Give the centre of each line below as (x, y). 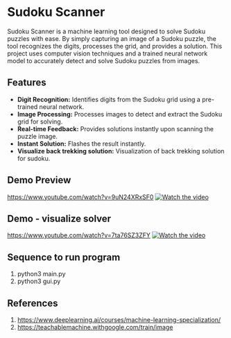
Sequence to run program (64, 257)
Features (27, 83)
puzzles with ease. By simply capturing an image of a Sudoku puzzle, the (112, 38)
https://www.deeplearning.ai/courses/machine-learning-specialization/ (119, 320)
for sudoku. (34, 158)
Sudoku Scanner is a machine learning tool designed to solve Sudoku (106, 31)
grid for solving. (40, 121)
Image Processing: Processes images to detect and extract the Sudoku (120, 114)
